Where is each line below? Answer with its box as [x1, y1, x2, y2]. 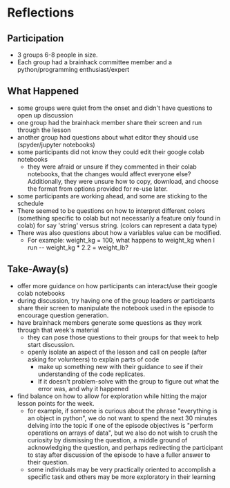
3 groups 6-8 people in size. [17, 50, 98, 59]
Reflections [7, 5, 75, 21]
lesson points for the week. [17, 399, 95, 407]
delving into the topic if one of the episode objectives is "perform [27, 421, 213, 429]
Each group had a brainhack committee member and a [17, 58, 173, 66]
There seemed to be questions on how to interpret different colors [17, 206, 206, 215]
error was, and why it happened [37, 384, 129, 393]
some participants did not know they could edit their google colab [17, 147, 205, 156]
